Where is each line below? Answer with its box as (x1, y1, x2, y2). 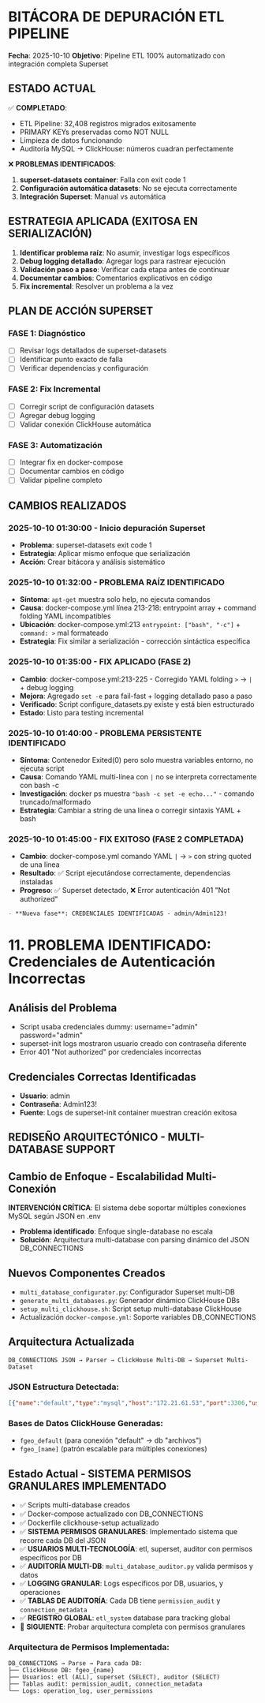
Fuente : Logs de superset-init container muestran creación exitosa (19, 1107, 237, 1117)
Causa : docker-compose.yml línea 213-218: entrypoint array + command (19, 603, 256, 613)
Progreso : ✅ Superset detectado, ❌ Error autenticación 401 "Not (19, 886, 230, 895)
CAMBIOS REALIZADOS (8, 499, 127, 512)
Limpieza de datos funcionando (19, 135, 122, 145)
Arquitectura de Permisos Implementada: (8, 1641, 170, 1653)
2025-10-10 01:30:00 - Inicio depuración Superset (8, 522, 206, 533)
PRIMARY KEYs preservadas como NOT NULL (19, 127, 170, 136)
